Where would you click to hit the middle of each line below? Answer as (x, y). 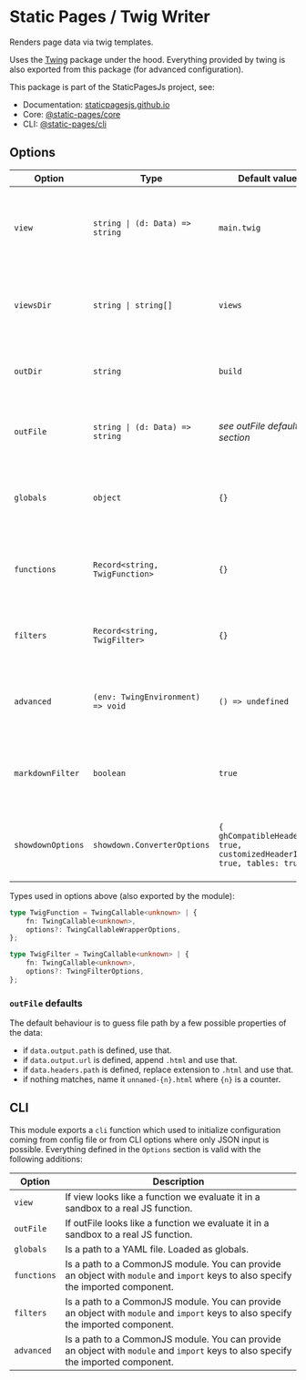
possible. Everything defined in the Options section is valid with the (135, 1149)
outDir (28, 371)
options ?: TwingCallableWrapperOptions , (103, 930)
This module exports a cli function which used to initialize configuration (145, 1130)
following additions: (46, 1159)
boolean (109, 773)
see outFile (242, 425)
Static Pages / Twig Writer (110, 17)
